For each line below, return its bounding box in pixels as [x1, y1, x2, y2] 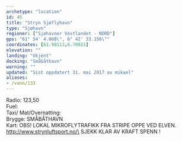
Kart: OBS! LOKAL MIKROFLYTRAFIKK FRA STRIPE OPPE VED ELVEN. [6, 122, 177, 129]
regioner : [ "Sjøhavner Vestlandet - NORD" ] [6, 31, 116, 37]
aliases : [6, 75, 28, 81]
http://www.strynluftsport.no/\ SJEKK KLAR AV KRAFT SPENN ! [6, 128, 161, 135]
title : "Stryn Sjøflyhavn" [6, 20, 73, 25]
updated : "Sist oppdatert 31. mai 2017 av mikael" [6, 69, 134, 75]
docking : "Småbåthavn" [6, 58, 62, 64]
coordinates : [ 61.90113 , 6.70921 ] [6, 42, 89, 48]
